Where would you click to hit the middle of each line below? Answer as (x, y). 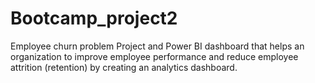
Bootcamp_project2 (94, 18)
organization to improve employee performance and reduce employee (154, 56)
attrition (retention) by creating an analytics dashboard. (124, 67)
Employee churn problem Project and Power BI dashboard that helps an (157, 46)
